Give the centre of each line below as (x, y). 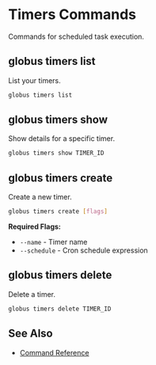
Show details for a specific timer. (62, 139)
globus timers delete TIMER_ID (60, 309)
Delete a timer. (32, 294)
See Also (30, 334)
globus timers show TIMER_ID (56, 153)
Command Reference (54, 352)
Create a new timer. (40, 197)
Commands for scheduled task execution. (76, 36)
